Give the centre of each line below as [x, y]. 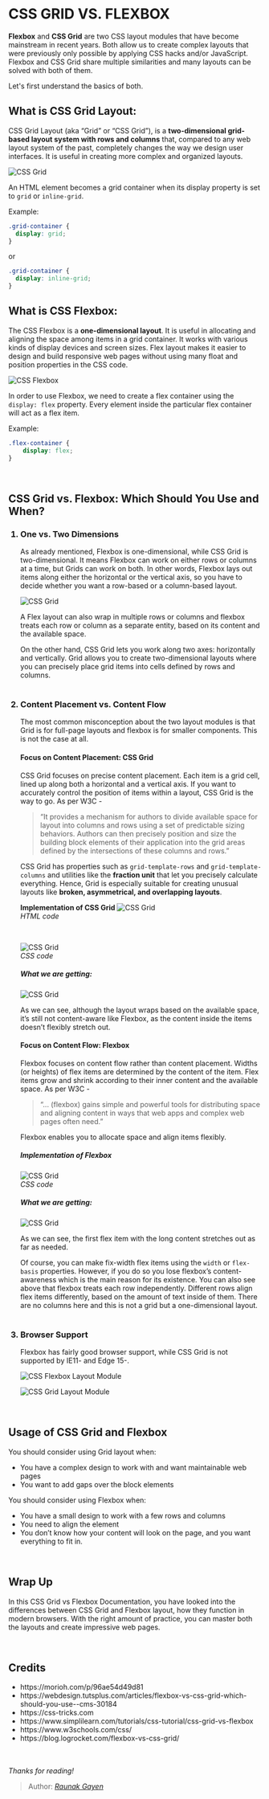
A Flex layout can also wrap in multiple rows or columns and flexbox [132, 617]
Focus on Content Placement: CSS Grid [87, 758]
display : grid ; [41, 234]
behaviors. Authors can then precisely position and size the [138, 833]
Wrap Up [31, 1582]
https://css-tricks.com [57, 1713]
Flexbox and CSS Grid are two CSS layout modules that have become [124, 36]
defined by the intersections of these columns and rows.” [134, 850]
